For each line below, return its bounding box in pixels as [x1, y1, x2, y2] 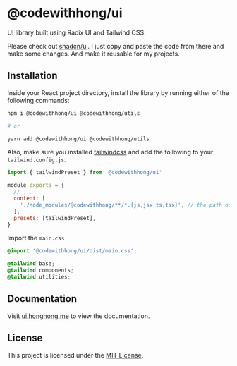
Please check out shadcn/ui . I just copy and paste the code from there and [7, 42, 224, 50]
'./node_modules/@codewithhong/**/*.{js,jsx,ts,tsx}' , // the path [20, 201, 222, 209]
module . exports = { [7, 182, 65, 189]
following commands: [7, 96, 70, 104]
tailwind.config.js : [7, 155, 66, 164]
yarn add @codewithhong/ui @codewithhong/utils [7, 135, 150, 142]
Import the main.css [7, 234, 65, 243]
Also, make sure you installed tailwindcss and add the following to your [7, 148, 214, 157]
